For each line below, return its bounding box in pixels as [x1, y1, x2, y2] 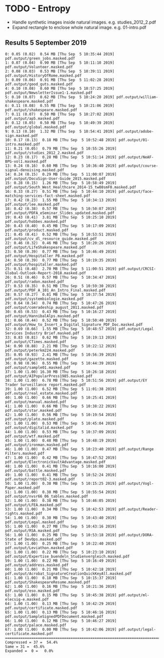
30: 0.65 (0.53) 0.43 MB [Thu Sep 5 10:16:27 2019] [5, 309, 117, 314]
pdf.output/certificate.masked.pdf [5, 605, 78, 610]
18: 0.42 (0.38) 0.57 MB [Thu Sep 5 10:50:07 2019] [5, 206, 117, 211]
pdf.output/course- [119, 163, 159, 168]
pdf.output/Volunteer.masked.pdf [5, 64, 73, 69]
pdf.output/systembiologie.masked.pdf [5, 296, 84, 301]
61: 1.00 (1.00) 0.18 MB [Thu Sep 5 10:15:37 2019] [5, 575, 117, 580]
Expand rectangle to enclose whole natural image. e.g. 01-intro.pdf [12, 24, 146, 30]
